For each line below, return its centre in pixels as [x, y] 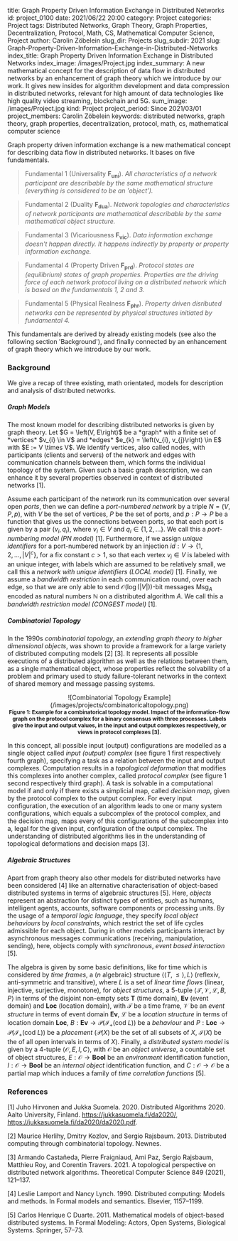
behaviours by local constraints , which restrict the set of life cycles [106, 923]
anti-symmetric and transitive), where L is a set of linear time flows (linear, [116, 982]
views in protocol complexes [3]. [119, 732]
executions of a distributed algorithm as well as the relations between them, [118, 661]
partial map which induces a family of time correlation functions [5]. [107, 1073]
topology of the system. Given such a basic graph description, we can [110, 470]
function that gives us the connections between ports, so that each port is [115, 522]
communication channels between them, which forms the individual [107, 463]
